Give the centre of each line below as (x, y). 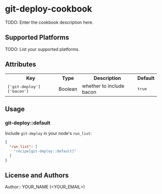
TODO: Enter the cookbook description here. (49, 22)
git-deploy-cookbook (49, 9)
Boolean (68, 89)
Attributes (20, 65)
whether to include (103, 86)
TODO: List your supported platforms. (42, 49)
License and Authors (37, 175)
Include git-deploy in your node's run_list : (48, 134)
